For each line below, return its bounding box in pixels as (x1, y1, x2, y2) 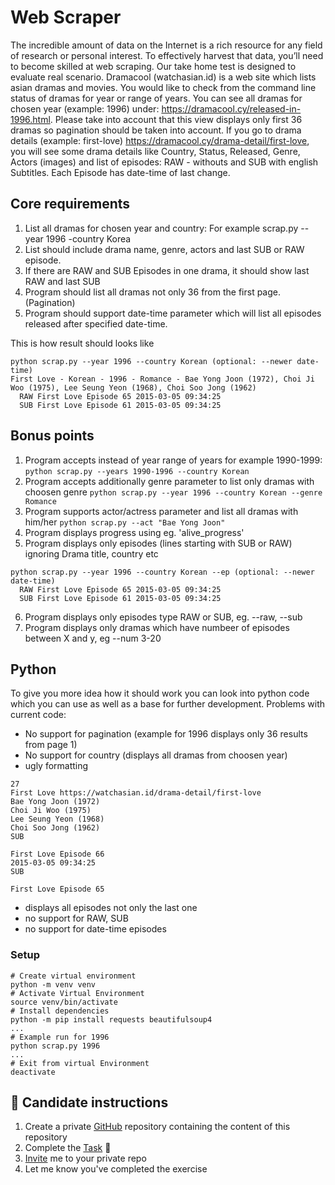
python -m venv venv (10, 979, 97, 990)
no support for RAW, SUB (24, 912, 129, 925)
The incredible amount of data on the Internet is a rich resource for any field (10, 39, 323, 51)
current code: (10, 709, 67, 721)
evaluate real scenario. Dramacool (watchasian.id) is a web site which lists (10, 71, 317, 83)
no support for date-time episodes (24, 923, 167, 935)
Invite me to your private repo (24, 1152, 147, 1165)
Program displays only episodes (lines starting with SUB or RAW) (24, 537, 293, 549)
